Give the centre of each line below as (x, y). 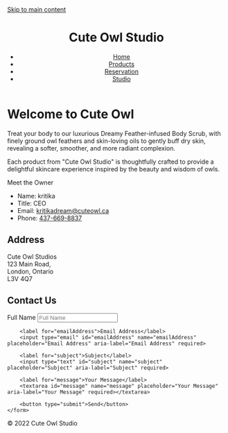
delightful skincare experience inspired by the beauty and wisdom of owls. (114, 169)
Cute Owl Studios (32, 256)
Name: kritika (36, 196)
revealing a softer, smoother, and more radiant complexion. (91, 148)
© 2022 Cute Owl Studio (42, 423)
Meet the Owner (30, 182)
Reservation (122, 71)
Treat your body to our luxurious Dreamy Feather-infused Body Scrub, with (114, 133)
